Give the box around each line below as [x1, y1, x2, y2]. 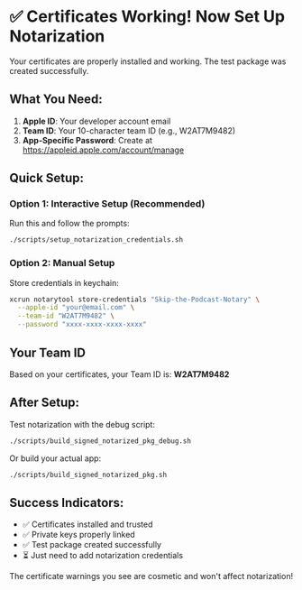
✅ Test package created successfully [22, 539, 162, 550]
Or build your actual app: [9, 453, 102, 464]
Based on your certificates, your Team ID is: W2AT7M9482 [9, 368, 230, 380]
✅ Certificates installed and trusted [22, 519, 153, 530]
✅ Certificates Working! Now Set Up [9, 6, 286, 27]
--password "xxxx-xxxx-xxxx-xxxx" [17, 320, 147, 329]
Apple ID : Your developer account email [22, 115, 171, 126]
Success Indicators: [9, 494, 124, 511]
